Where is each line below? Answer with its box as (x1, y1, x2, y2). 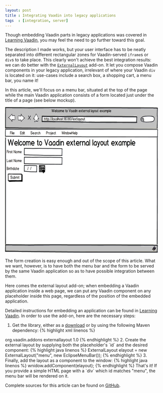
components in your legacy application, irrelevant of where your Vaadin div (5, 67, 156, 73)
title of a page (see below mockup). (5, 97, 76, 103)
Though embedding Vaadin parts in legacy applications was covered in (5, 32, 147, 38)
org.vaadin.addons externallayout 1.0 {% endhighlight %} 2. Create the (5, 337, 147, 343)
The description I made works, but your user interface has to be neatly (5, 47, 146, 53)
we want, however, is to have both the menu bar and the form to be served (5, 263, 154, 269)
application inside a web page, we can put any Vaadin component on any (5, 288, 151, 294)
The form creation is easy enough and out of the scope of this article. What (5, 258, 156, 264)
